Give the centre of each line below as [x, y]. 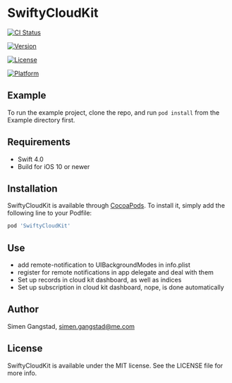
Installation [32, 188]
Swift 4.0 [30, 159]
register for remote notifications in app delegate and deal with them [115, 272]
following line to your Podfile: [50, 213]
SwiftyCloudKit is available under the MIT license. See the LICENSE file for [115, 365]
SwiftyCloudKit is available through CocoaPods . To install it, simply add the [116, 206]
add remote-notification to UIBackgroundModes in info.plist [104, 265]
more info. [22, 373]
